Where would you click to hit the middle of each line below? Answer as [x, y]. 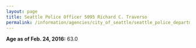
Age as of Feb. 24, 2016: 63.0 [42, 39]
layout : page [22, 11]
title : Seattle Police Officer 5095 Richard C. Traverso [77, 17]
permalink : [19, 22]
